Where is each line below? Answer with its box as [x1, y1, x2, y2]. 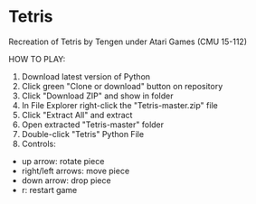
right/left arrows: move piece [21, 165, 130, 176]
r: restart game [21, 184, 78, 195]
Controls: [21, 138, 56, 149]
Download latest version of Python [21, 70, 151, 82]
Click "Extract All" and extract [21, 109, 133, 120]
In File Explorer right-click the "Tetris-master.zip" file [21, 99, 218, 110]
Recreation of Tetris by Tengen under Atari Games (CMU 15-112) [8, 36, 248, 47]
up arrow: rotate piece [21, 155, 105, 166]
